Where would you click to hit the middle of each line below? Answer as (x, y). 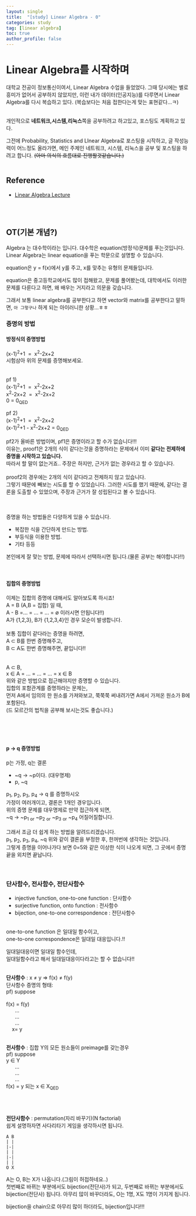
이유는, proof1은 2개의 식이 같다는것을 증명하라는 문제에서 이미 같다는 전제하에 (96, 449)
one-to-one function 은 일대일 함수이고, (53, 932)
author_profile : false (34, 39)
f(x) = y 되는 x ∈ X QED (33, 1087)
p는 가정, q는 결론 (26, 763)
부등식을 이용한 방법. (38, 536)
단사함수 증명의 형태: (30, 985)
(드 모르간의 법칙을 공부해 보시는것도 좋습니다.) (60, 710)
